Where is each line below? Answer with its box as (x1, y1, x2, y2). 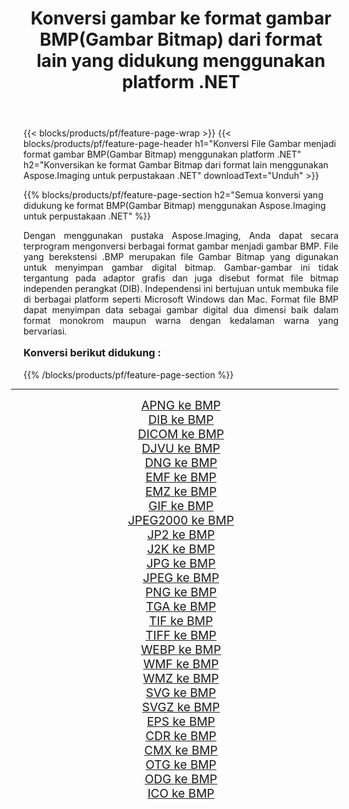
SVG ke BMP (145, 685, 217, 701)
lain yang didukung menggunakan (36, 50, 326, 72)
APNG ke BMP (141, 397, 221, 413)
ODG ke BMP (144, 771, 218, 787)
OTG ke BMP (145, 757, 217, 772)
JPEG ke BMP (142, 570, 220, 586)
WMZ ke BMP (142, 670, 220, 686)
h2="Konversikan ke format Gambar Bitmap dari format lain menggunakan (23, 159, 329, 171)
